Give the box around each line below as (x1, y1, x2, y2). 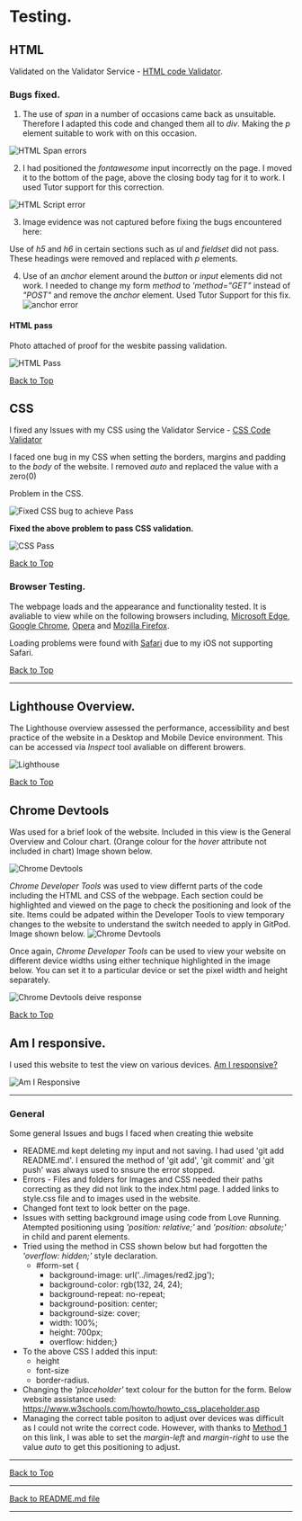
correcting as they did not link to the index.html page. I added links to (22, 1184, 280, 1194)
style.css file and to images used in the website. (22, 1194, 200, 1204)
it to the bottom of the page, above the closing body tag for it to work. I (22, 173, 286, 183)
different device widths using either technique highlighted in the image (9, 955, 271, 966)
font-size (35, 1365, 70, 1376)
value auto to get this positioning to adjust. (22, 1442, 181, 1453)
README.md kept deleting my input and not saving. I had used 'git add (22, 1145, 285, 1157)
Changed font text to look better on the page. (22, 1203, 191, 1213)
